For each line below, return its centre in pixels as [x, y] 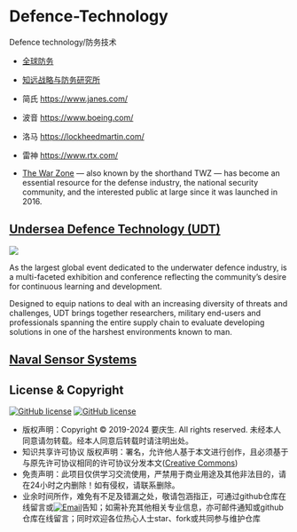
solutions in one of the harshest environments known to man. [121, 331]
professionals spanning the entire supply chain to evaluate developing [137, 322]
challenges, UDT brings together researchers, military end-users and [135, 313]
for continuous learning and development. [86, 286]
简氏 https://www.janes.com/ [75, 99]
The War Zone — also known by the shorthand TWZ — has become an [151, 173]
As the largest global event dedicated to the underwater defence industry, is [148, 267]
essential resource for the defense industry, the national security [140, 182]
